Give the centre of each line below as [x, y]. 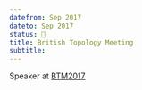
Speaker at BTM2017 [47, 76]
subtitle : [28, 51]
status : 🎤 [28, 34]
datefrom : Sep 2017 [46, 17]
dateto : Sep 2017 [42, 26]
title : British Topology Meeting [71, 42]
